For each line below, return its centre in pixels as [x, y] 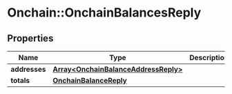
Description [209, 58]
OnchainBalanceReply [90, 81]
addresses [28, 69]
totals [20, 81]
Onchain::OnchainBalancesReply [104, 13]
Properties [30, 38]
